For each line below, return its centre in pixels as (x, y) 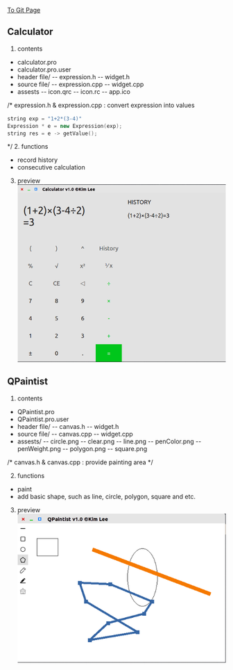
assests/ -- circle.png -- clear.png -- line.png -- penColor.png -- (109, 441)
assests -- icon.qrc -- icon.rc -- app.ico (74, 91)
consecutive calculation (51, 167)
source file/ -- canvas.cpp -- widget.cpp (75, 434)
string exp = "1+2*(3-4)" (44, 119)
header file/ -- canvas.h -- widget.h (68, 426)
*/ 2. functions (28, 147)
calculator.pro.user (44, 70)
